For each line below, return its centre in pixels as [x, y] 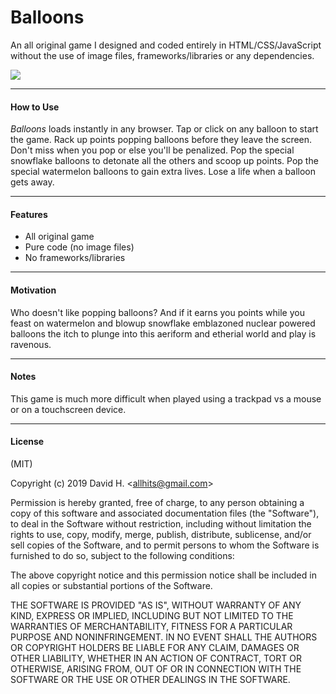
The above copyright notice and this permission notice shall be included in [163, 575]
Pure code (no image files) [79, 247]
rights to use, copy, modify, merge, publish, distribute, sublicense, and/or [161, 534]
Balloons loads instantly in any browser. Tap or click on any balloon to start [164, 129]
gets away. [32, 182]
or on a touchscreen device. [68, 409]
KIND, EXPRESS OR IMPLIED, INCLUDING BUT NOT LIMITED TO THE [152, 615]
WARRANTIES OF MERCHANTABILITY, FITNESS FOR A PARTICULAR [151, 626]
